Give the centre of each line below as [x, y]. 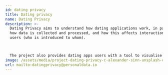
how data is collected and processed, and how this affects [73, 33]
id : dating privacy [25, 10]
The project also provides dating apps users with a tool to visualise [86, 55]
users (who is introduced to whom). [48, 38]
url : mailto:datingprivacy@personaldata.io [51, 65]
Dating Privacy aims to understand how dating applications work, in [83, 28]
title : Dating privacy [29, 14]
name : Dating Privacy [28, 19]
